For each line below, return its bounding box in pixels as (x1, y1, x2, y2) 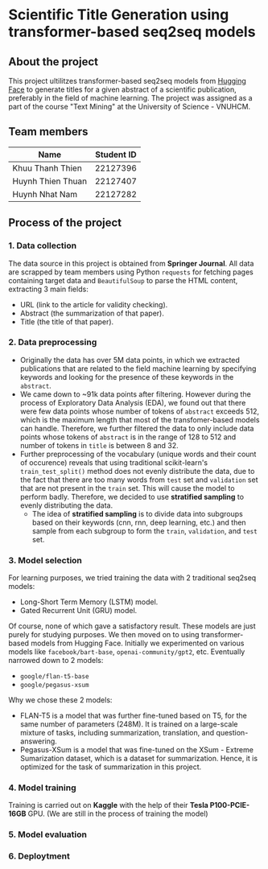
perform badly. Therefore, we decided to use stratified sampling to (19, 492, 244, 501)
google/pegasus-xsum (19, 682, 89, 690)
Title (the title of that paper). (19, 316, 114, 327)
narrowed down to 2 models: (8, 656, 104, 665)
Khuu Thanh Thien (12, 163, 82, 174)
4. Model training (8, 782, 76, 793)
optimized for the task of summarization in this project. (19, 762, 202, 772)
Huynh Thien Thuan (12, 175, 87, 187)
